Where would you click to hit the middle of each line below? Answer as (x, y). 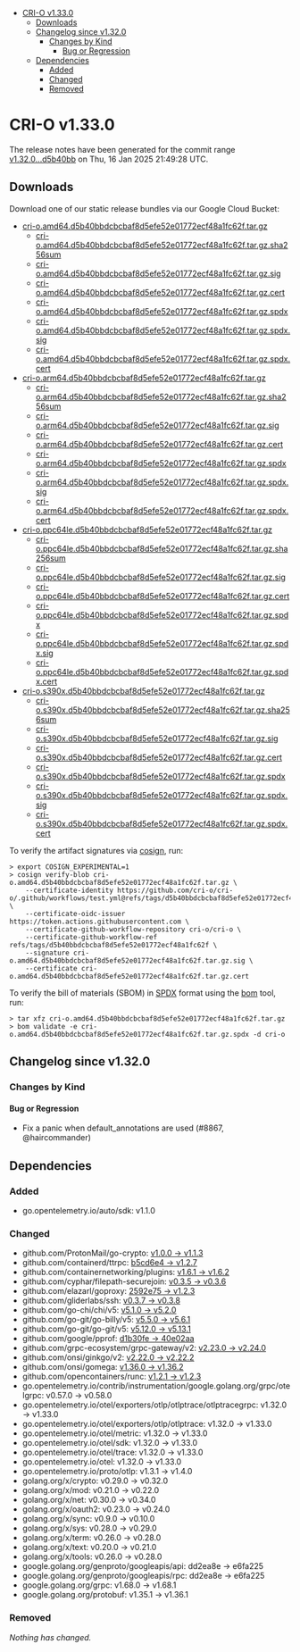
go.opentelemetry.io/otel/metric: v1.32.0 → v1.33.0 (115, 1433)
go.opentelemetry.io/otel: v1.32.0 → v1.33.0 (102, 1462)
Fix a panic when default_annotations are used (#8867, (123, 1128)
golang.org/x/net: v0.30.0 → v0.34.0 (89, 1500)
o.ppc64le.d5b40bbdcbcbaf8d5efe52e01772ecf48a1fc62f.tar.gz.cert (162, 596)
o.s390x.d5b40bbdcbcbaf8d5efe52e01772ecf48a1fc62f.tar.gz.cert (159, 757)
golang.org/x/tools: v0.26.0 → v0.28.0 (92, 1556)
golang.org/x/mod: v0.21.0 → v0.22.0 (91, 1490)
